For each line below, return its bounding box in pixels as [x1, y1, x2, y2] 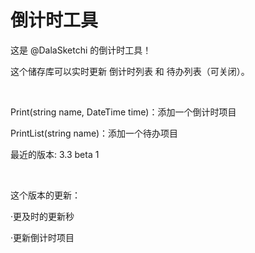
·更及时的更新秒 [10, 210, 75, 222]
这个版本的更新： [10, 189, 81, 201]
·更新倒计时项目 [10, 231, 75, 243]
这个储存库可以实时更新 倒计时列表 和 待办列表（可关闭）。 [10, 65, 250, 77]
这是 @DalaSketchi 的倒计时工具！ [10, 44, 152, 56]
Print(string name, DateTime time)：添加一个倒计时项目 [10, 106, 237, 118]
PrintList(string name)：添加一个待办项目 [10, 127, 179, 139]
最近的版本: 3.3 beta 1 [10, 148, 100, 160]
